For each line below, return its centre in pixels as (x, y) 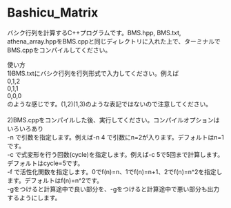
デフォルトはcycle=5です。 (46, 163)
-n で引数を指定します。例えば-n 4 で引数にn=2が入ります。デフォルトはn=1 (115, 137)
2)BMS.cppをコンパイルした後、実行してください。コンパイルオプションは (113, 120)
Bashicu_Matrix (53, 13)
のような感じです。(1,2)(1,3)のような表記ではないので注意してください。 (110, 104)
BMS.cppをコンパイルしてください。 (59, 50)
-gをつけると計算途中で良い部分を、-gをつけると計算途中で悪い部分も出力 (113, 189)
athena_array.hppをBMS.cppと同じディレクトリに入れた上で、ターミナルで (114, 41)
